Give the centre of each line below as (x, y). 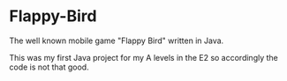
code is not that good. (49, 67)
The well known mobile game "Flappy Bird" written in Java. (117, 40)
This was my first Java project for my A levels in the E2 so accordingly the (143, 57)
